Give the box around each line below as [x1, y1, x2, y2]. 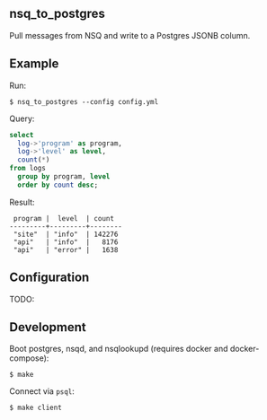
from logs [9, 164, 47, 173]
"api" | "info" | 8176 [13, 237, 119, 247]
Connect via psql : [9, 386, 75, 397]
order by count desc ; [17, 180, 99, 189]
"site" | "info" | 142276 [13, 230, 119, 239]
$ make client [9, 403, 63, 413]
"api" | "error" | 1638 [13, 245, 119, 254]
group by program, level [17, 172, 111, 181]
